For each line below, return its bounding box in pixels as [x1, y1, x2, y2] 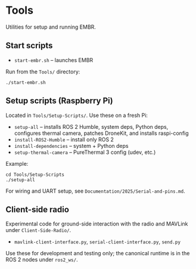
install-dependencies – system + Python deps [14, 142, 129, 149]
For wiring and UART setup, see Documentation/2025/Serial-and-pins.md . [5, 187, 185, 194]
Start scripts [5, 41, 53, 51]
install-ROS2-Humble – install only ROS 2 [14, 135, 114, 143]
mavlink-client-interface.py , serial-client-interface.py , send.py [14, 238, 181, 245]
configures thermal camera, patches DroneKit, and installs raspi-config [14, 129, 189, 137]
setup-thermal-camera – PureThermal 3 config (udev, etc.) [14, 149, 156, 156]
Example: [5, 160, 29, 167]
